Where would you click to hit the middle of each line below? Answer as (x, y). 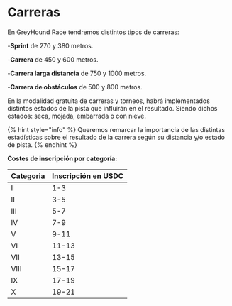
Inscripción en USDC (88, 176)
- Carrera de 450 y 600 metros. (53, 59)
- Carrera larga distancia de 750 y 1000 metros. (77, 73)
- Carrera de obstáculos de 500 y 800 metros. (75, 87)
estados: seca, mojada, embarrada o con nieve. (77, 116)
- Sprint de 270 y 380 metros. (50, 45)
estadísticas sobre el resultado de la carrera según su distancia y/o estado (116, 137)
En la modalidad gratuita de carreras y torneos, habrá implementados (109, 101)
